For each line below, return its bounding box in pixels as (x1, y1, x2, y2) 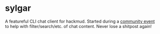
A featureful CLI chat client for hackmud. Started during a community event (5, 18, 155, 24)
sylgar (5, 3, 31, 14)
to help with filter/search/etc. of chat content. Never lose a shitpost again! (5, 23, 152, 29)
